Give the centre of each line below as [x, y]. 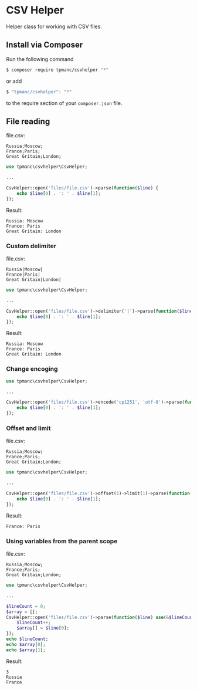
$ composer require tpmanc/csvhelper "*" [57, 70]
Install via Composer [45, 45]
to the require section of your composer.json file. [64, 103]
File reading [28, 121]
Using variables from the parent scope [62, 541]
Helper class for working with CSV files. [54, 26]
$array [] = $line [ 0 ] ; [43, 628]
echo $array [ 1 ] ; [26, 650]
